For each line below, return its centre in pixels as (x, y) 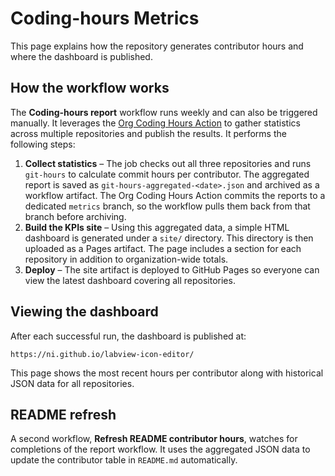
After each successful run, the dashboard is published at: (128, 336)
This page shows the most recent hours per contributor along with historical (167, 373)
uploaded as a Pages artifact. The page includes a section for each (163, 248)
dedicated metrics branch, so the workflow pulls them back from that (167, 206)
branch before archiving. (75, 216)
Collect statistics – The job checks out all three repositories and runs (168, 163)
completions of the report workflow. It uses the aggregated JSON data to (160, 449)
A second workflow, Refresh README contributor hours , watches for (154, 439)
